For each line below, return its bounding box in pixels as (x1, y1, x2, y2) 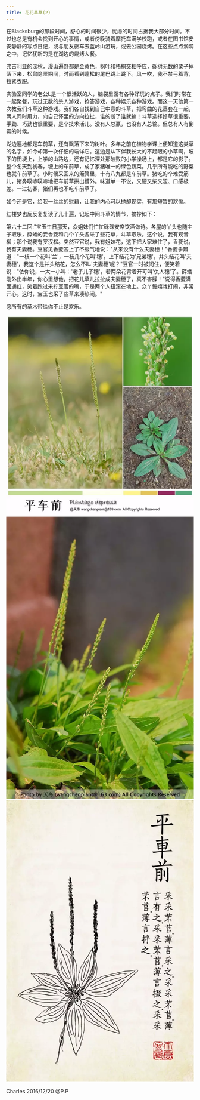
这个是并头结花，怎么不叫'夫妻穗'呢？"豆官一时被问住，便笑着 (29, 260, 180, 267)
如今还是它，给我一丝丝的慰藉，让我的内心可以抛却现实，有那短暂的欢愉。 (6, 198, 189, 205)
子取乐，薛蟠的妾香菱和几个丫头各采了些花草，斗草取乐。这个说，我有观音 (6, 230, 189, 238)
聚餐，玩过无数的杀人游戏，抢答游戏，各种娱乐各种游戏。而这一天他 (16, 97, 183, 104)
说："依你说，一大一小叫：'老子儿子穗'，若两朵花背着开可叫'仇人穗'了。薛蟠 (6, 267, 192, 275)
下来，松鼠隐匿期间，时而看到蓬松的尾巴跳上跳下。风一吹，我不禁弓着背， (11, 70, 194, 77)
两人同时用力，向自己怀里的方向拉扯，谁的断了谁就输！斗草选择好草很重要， (6, 112, 194, 119)
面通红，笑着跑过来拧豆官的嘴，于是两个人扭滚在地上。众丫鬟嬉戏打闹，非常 (6, 282, 194, 289)
